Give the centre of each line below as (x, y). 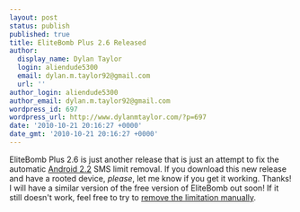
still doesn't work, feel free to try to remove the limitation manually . (133, 197)
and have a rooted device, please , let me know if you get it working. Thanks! (150, 178)
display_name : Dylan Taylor (70, 59)
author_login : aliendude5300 (64, 92)
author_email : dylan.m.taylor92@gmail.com (90, 101)
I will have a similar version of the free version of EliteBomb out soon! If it (144, 188)
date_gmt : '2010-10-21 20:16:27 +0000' (84, 134)
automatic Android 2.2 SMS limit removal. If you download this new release (148, 169)
